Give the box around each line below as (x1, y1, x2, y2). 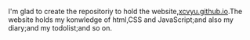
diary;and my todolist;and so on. (8, 24, 112, 32)
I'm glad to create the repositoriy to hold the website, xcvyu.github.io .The (8, 7, 243, 16)
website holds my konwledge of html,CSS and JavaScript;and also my (8, 15, 234, 24)
